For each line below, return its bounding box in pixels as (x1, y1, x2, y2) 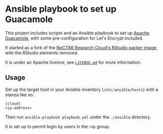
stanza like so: (5, 91, 34, 97)
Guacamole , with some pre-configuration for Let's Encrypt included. (5, 35, 144, 41)
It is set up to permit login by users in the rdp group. (5, 123, 110, 129)
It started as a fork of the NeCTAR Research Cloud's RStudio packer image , (5, 45, 158, 50)
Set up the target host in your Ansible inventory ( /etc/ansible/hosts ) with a (5, 87, 159, 92)
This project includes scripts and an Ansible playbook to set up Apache (5, 30, 150, 36)
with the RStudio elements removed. (5, 50, 79, 56)
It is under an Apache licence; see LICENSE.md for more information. (5, 59, 142, 65)
